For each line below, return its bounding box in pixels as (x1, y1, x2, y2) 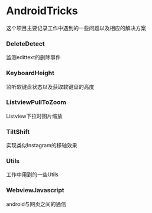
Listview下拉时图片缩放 (6, 112, 63, 120)
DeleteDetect (6, 40, 46, 48)
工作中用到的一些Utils (6, 171, 59, 178)
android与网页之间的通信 (6, 200, 67, 208)
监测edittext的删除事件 (6, 54, 61, 61)
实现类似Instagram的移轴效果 (6, 142, 77, 149)
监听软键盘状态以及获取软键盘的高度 (6, 83, 95, 90)
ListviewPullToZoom (6, 98, 67, 106)
